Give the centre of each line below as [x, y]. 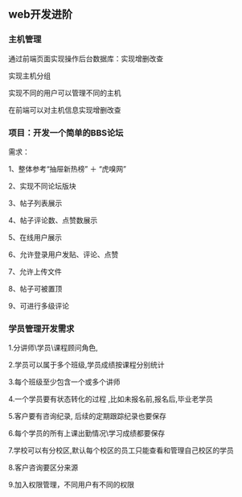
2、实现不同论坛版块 [42, 186]
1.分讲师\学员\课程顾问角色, [53, 348]
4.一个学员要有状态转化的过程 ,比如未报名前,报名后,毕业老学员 [111, 399]
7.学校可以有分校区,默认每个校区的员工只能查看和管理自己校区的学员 [121, 450]
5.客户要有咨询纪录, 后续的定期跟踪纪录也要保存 [87, 416]
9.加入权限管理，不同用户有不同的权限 [72, 485]
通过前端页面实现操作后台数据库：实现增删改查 [86, 58]
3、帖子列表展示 [35, 203]
